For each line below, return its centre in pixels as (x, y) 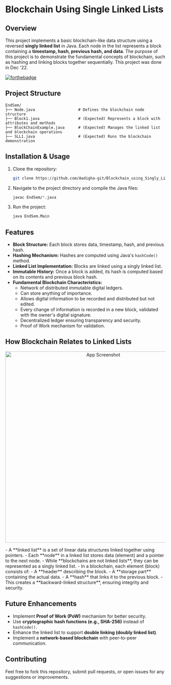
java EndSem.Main (31, 216)
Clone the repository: (35, 169)
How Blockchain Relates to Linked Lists (68, 342)
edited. (27, 304)
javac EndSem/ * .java (34, 197)
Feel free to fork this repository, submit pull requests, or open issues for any (85, 671)
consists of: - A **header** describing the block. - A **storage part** (78, 571)
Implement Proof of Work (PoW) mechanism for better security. (79, 616)
